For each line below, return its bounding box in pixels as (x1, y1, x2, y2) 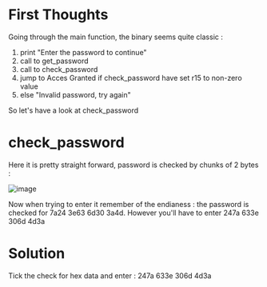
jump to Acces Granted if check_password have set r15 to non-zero (19, 73, 242, 82)
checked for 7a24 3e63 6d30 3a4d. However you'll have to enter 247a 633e (8, 208, 260, 217)
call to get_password (19, 56, 90, 66)
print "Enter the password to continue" (19, 47, 147, 57)
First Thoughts (8, 6, 109, 24)
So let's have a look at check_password (8, 106, 139, 115)
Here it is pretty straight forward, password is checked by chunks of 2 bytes (8, 160, 259, 169)
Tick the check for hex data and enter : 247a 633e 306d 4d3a (8, 270, 212, 281)
